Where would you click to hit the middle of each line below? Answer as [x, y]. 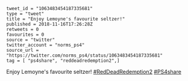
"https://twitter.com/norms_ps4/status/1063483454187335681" [85, 55]
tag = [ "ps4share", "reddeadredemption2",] [63, 61]
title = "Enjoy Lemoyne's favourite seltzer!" [66, 19]
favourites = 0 [25, 35]
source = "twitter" [31, 40]
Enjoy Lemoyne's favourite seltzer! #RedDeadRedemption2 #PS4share [94, 72]
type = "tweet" [25, 14]
